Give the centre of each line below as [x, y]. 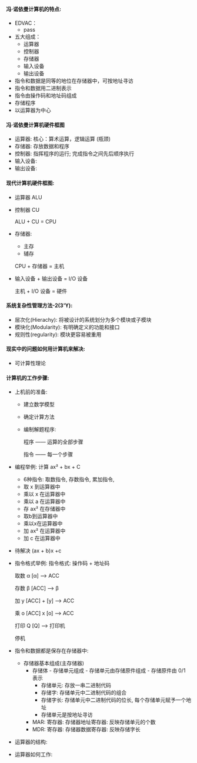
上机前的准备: [31, 392]
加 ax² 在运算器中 [44, 531]
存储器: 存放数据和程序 [42, 146]
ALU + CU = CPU [36, 221]
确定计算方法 [39, 417]
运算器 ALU [28, 197]
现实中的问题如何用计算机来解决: [46, 349]
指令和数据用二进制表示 [43, 88]
